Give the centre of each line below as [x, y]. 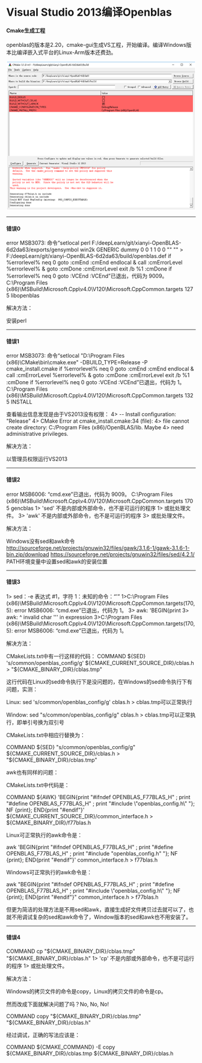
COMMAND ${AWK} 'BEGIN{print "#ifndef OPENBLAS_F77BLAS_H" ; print [98, 797]
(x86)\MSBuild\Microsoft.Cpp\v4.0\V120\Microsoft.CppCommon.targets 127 [100, 289]
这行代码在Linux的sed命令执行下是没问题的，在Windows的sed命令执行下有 [99, 682]
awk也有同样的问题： [32, 772]
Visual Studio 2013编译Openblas [89, 12]
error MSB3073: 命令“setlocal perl [48, 243]
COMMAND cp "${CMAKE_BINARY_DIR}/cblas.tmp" [71, 951]
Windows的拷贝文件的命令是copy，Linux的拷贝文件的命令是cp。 [86, 991]
